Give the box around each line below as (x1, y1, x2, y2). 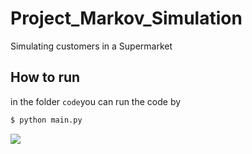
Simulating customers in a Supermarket (10, 40, 173, 52)
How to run (10, 69, 81, 86)
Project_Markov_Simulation (10, 7, 243, 30)
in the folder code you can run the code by (10, 95, 182, 107)
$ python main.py (10, 115, 83, 125)
